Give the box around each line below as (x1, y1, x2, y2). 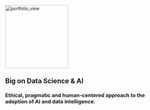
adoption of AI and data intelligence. (5, 98, 96, 105)
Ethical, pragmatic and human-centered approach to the (5, 92, 145, 99)
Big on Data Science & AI (5, 77, 84, 85)
